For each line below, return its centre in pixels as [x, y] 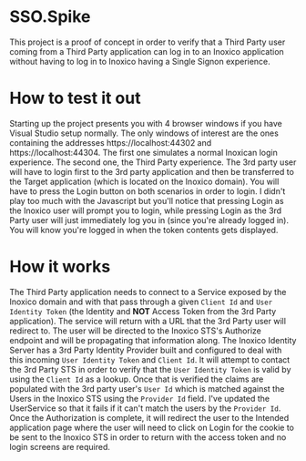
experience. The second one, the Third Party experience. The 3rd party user [153, 162]
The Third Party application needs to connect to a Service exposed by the [148, 292]
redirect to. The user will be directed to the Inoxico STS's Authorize [135, 331]
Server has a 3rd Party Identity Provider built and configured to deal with [146, 350]
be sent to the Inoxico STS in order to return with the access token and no [148, 437]
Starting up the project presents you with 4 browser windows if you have [146, 123]
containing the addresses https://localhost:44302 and [111, 142]
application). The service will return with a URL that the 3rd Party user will [148, 321]
